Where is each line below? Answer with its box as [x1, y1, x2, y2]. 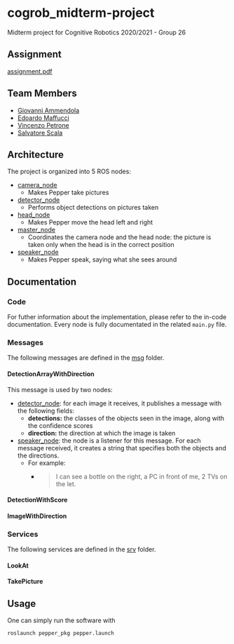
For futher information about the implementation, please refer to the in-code [7, 313, 227, 321]
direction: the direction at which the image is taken [27, 429, 176, 437]
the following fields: [17, 406, 75, 415]
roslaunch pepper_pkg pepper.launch [7, 630, 114, 637]
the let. [55, 479, 76, 488]
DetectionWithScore [7, 496, 68, 504]
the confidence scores [27, 421, 93, 429]
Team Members [7, 88, 77, 100]
